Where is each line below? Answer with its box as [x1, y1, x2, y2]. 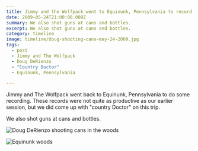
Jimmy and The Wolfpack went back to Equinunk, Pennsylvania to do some [6, 91, 190, 98]
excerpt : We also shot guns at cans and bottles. [6, 25, 132, 32]
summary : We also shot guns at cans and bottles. [6, 20, 132, 26]
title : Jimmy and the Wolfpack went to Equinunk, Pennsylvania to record [6, 8, 193, 15]
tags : [6, 42, 20, 48]
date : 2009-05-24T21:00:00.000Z [6, 14, 86, 20]
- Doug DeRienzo [11, 58, 52, 64]
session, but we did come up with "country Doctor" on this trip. [6, 103, 161, 111]
